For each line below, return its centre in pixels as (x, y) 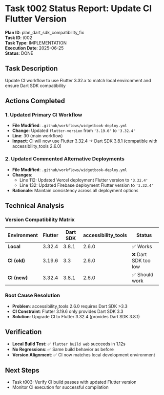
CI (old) (16, 261)
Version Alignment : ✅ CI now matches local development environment (83, 354)
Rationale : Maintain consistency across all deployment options (75, 190)
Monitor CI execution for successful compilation (60, 387)
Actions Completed (35, 101)
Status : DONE (19, 53)
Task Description (31, 69)
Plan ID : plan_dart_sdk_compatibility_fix (45, 32)
